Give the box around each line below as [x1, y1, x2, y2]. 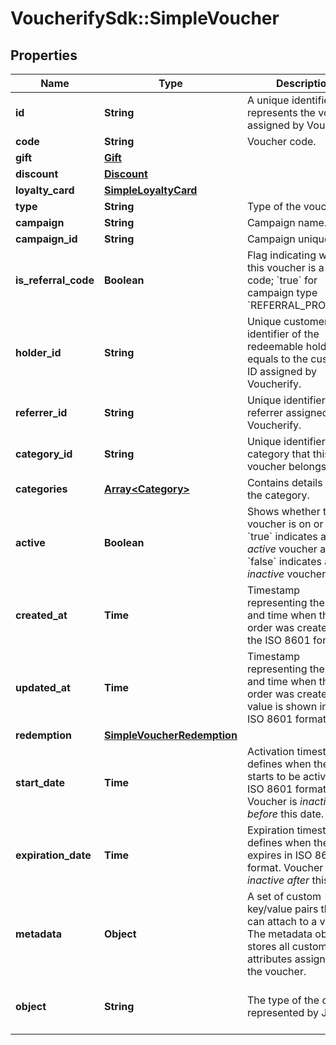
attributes [246, 952, 293, 966]
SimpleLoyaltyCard [103, 183, 198, 197]
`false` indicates [246, 555, 322, 568]
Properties [10, 47, 78, 64]
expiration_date [15, 848, 92, 862]
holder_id [15, 346, 62, 359]
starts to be [246, 770, 301, 783]
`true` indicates [246, 530, 318, 543]
